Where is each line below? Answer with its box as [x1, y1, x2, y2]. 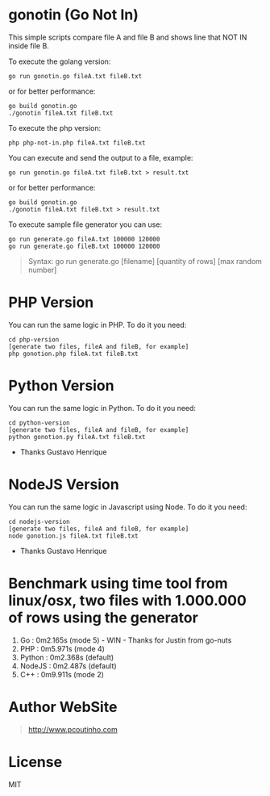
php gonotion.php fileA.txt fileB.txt [8, 350, 139, 358]
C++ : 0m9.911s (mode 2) [19, 669, 105, 679]
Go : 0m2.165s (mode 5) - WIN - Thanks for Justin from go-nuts [19, 635, 232, 645]
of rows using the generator [8, 608, 199, 626]
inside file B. [8, 40, 50, 50]
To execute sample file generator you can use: [8, 220, 163, 229]
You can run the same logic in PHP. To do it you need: [8, 320, 187, 329]
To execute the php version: [8, 123, 102, 132]
